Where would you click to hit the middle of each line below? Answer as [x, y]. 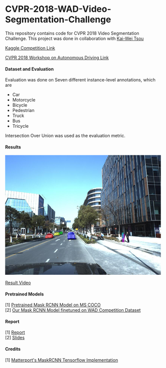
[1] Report [15, 332]
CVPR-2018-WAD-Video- [58, 9]
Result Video [18, 283]
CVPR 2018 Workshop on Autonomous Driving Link [57, 57]
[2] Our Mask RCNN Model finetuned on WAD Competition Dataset [73, 310]
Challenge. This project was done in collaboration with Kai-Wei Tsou [75, 38]
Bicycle [20, 105]
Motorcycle [24, 100]
